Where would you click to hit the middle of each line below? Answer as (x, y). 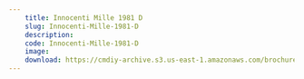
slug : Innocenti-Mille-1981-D (82, 26)
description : (49, 35)
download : (44, 60)
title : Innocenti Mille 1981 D (84, 18)
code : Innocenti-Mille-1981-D (82, 43)
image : (37, 52)
